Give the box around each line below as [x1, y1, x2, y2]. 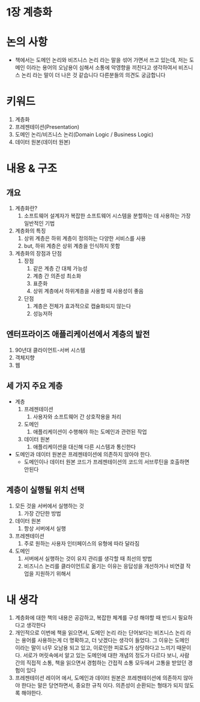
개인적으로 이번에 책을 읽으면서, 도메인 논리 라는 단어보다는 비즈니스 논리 [14, 629, 185, 636]
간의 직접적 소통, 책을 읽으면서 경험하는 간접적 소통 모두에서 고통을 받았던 [14, 659, 187, 666]
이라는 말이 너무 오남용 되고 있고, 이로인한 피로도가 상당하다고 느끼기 [14, 644, 175, 651]
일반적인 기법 [23, 220, 55, 227]
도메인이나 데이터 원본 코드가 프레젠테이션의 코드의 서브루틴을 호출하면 [23, 458, 190, 465]
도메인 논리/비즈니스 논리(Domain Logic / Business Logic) [14, 131, 154, 138]
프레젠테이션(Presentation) [14, 123, 80, 131]
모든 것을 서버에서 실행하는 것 [14, 502, 84, 509]
